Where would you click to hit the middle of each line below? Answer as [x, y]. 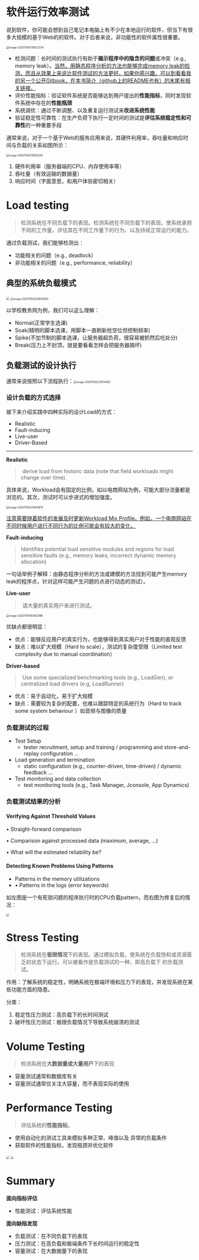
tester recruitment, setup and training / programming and [93, 747]
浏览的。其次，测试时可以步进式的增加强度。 [61, 497]
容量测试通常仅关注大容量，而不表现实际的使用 [72, 1084]
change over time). [44, 477]
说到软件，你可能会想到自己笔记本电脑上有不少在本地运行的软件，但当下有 [97, 30]
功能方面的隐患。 [32, 989]
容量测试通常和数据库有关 [46, 1076]
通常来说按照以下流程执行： [40, 381]
